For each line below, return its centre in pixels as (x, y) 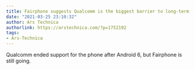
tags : (13, 33)
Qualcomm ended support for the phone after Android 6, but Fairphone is (94, 55)
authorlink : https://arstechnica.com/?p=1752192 (66, 27)
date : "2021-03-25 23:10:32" (41, 17)
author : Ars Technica (32, 22)
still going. (18, 61)
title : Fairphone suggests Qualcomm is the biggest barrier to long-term (98, 11)
